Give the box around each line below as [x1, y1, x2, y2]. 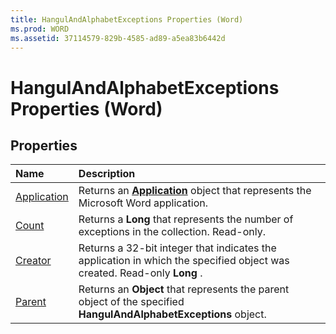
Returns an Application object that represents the [78, 184, 312, 198]
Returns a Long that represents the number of [78, 212, 294, 226]
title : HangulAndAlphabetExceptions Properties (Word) [10, 14, 244, 25]
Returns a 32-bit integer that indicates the [78, 241, 277, 255]
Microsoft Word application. [78, 196, 209, 210]
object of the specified [78, 295, 185, 309]
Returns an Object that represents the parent [78, 282, 290, 296]
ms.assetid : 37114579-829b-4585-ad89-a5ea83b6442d [10, 33, 226, 43]
